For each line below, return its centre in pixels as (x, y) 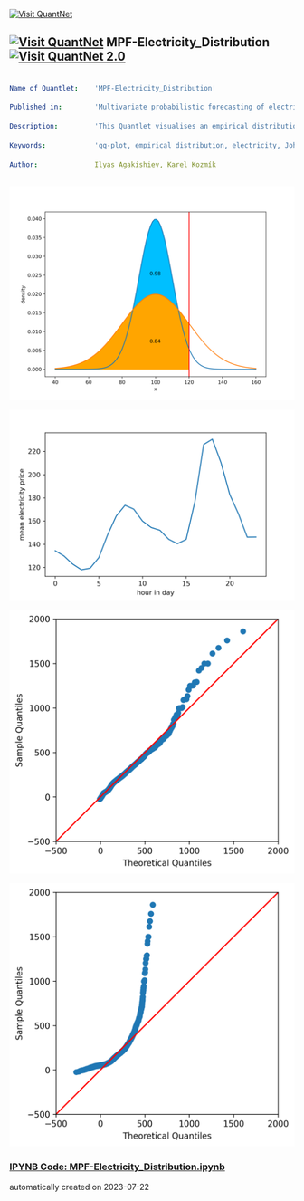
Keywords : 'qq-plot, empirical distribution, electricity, (145, 145)
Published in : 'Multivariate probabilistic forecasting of (137, 107)
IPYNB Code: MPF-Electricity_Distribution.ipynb (118, 1167)
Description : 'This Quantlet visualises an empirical (129, 127)
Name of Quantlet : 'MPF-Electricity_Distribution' (113, 88)
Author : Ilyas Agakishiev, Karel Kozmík (113, 164)
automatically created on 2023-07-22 (80, 1187)
